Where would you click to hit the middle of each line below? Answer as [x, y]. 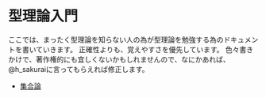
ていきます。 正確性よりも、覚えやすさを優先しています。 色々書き [145, 49]
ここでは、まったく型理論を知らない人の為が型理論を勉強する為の [116, 40]
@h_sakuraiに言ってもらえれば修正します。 [79, 69]
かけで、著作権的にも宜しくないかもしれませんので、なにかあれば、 [119, 59]
